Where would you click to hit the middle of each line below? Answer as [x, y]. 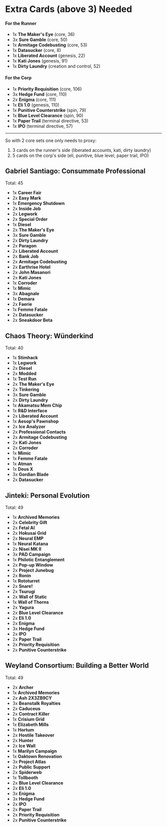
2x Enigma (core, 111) [34, 99]
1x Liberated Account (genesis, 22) [49, 55]
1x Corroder [25, 283]
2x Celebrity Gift [30, 523]
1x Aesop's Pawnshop [35, 421]
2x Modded [24, 374]
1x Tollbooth [25, 778]
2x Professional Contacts [39, 432]
